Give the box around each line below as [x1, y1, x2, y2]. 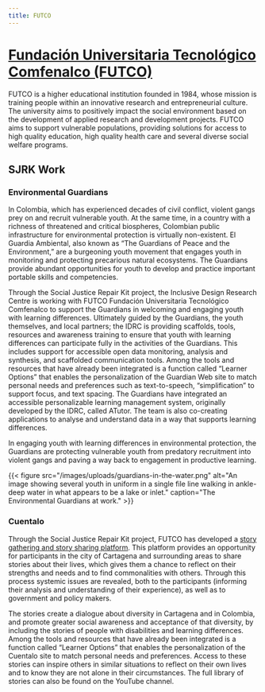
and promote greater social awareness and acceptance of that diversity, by [8, 617, 254, 627]
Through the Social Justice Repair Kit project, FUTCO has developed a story [8, 534, 257, 543]
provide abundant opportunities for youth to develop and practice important [8, 264, 255, 274]
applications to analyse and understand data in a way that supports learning [8, 414, 256, 424]
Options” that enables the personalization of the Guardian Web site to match [8, 372, 258, 382]
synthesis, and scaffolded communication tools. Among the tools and [8, 356, 235, 365]
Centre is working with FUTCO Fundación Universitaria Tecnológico [8, 296, 229, 306]
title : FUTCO [8, 11, 52, 20]
